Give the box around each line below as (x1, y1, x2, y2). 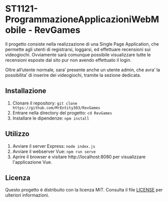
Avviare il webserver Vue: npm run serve (12, 148, 96, 154)
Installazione (5, 86, 47, 95)
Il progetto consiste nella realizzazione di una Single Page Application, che (5, 41, 159, 47)
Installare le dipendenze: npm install (12, 115, 89, 121)
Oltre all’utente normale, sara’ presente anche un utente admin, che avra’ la (5, 66, 160, 73)
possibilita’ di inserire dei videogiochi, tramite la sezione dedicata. (5, 72, 141, 78)
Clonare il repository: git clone (12, 100, 78, 106)
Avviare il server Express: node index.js (12, 143, 96, 149)
